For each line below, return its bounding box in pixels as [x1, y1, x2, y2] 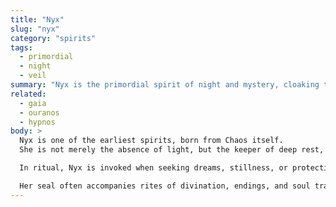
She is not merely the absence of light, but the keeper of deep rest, [19, 145, 325, 155]
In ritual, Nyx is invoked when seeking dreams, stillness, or [19, 163, 288, 173]
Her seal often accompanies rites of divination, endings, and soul [19, 181, 311, 191]
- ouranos [19, 107, 60, 118]
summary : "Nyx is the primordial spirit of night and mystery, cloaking [10, 80, 320, 90]
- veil [19, 71, 47, 81]
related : [10, 89, 47, 99]
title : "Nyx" [10, 14, 65, 25]
